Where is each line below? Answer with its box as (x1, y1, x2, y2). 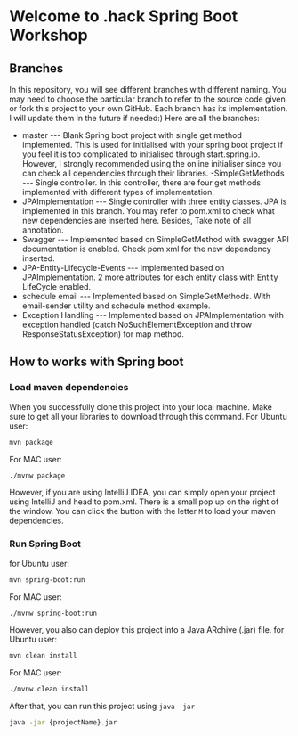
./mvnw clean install (9, 684, 90, 694)
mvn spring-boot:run (9, 575, 86, 585)
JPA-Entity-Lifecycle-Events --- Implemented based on (21, 263, 225, 273)
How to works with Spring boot (9, 355, 184, 370)
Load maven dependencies (9, 381, 129, 394)
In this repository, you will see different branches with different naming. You (9, 85, 286, 94)
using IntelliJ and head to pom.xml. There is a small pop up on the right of (9, 496, 279, 507)
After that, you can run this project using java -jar (9, 701, 196, 712)
